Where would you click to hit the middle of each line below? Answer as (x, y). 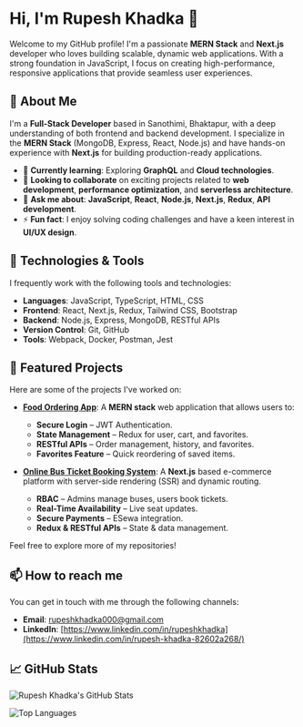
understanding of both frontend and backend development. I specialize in (147, 133)
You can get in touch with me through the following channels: (124, 602)
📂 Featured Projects (66, 368)
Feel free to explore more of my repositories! (93, 546)
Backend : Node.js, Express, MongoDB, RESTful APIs (121, 320)
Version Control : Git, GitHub (76, 329)
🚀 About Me (43, 102)
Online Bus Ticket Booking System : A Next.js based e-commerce (147, 472)
